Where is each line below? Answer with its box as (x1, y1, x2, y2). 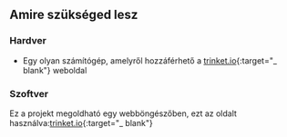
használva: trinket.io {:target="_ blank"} (9, 117, 153, 128)
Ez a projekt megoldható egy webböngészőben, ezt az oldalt (9, 108, 237, 119)
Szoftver (9, 87, 48, 100)
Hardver (9, 34, 47, 47)
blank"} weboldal (22, 64, 87, 75)
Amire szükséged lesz (9, 7, 138, 23)
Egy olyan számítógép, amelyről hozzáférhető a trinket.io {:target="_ (22, 54, 278, 66)
